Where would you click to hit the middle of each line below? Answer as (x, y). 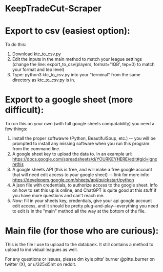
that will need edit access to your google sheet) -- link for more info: (81, 175)
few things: (16, 129)
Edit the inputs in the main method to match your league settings (77, 59)
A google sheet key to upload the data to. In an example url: (72, 154)
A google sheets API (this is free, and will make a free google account (82, 170)
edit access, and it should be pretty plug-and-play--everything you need (85, 206)
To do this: (16, 45)
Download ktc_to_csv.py (36, 54)
